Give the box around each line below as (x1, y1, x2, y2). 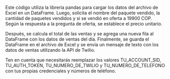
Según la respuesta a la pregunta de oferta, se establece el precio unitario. (5, 21, 162, 27)
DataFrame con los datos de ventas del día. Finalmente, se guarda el (5, 36, 150, 42)
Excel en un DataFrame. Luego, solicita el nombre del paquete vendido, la (5, 10, 160, 16)
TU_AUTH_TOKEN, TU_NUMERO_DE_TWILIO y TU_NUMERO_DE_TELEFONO (5, 63, 165, 68)
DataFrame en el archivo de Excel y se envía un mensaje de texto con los (5, 42, 159, 48)
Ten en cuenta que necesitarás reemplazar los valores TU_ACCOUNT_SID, (5, 57, 161, 63)
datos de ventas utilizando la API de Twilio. (5, 47, 95, 53)
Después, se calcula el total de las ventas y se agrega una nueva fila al (5, 31, 154, 36)
